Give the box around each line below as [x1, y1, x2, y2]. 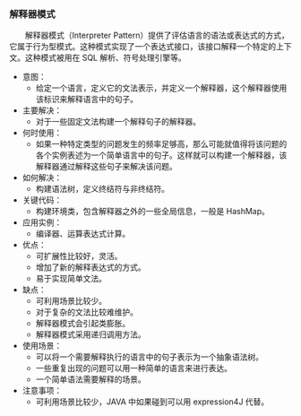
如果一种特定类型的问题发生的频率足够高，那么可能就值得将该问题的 [35, 139, 288, 150]
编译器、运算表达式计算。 [35, 229, 131, 239]
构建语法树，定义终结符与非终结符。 [35, 184, 170, 195]
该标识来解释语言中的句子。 [35, 94, 139, 105]
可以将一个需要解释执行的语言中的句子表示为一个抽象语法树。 [35, 351, 264, 362]
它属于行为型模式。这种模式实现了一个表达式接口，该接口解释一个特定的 [9, 41, 276, 52]
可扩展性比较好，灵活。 [35, 251, 123, 262]
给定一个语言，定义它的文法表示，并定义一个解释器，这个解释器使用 [35, 82, 288, 93]
